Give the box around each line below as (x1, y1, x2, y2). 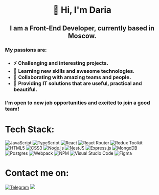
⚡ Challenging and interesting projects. (13, 60, 109, 67)
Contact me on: (5, 167, 69, 179)
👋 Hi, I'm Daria (53, 4, 112, 16)
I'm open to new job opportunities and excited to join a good (5, 99, 150, 106)
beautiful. (13, 86, 38, 93)
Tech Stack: (5, 124, 55, 135)
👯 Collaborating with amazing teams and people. (13, 74, 131, 81)
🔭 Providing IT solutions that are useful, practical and (13, 80, 142, 87)
